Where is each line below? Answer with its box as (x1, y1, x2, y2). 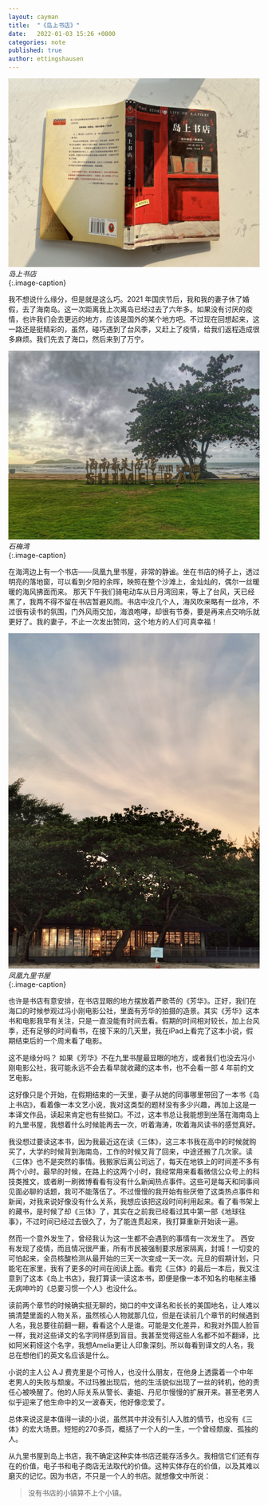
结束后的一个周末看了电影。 (14, 1036, 106, 1045)
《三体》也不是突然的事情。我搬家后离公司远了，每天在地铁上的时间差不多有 (8, 1157, 260, 1166)
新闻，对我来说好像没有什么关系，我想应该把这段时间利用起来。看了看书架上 (8, 1197, 260, 1206)
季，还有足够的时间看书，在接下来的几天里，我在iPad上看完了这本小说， (8, 1026, 246, 1036)
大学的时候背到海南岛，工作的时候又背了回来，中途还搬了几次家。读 (29, 1147, 253, 1156)
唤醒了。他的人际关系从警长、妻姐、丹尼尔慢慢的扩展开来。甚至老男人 (29, 1388, 260, 1396)
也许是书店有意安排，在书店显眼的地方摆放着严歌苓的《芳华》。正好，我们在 (8, 996, 257, 1005)
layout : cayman (8, 13, 59, 21)
